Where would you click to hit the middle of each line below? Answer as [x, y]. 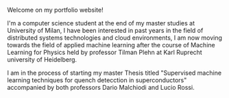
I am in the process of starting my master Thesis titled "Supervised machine [114, 73]
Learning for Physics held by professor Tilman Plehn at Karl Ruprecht [105, 52]
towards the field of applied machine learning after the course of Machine [111, 45]
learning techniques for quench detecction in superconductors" [97, 80]
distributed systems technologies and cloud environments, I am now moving [115, 38]
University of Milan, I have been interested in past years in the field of [105, 30]
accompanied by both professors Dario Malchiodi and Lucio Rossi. [101, 87]
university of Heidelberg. [42, 60]
